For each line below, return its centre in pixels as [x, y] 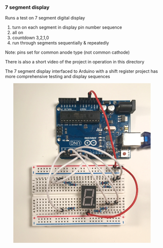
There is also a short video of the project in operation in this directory [75, 62]
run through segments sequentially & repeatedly [61, 43]
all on [18, 33]
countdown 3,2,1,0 [31, 38]
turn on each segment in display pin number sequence [67, 27]
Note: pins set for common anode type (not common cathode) [68, 52]
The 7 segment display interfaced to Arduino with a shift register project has [81, 71]
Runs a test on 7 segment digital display [45, 18]
